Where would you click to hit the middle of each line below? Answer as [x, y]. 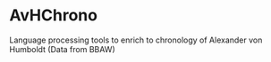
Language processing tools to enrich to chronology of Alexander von [136, 40]
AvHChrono [54, 15]
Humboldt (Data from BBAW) [63, 49]
